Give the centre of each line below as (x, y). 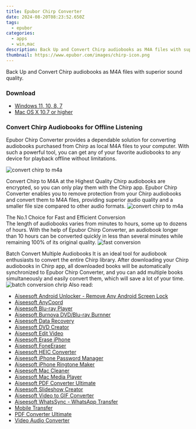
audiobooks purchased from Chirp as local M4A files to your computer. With (98, 146)
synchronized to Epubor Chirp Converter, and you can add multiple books (94, 272)
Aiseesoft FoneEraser (40, 346)
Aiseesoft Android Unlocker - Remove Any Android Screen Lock (91, 296)
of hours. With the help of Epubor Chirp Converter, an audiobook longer (92, 230)
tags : (13, 22)
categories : (20, 33)
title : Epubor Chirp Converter (44, 11)
